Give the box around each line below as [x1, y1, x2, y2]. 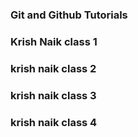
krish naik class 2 [10, 61, 97, 75]
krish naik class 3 [10, 88, 97, 102]
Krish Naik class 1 [10, 34, 98, 48]
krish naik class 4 [10, 115, 98, 129]
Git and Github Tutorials [10, 8, 128, 22]
